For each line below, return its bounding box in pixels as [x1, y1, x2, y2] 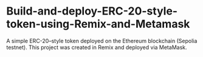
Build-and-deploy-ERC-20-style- [6, 4, 178, 18]
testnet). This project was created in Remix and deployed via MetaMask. [6, 44, 187, 51]
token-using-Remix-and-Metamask [6, 17, 190, 31]
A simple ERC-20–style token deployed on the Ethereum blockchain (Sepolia [6, 37, 198, 44]
